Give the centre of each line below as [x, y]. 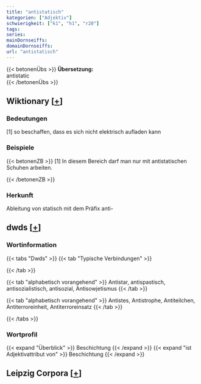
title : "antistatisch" [35, 12]
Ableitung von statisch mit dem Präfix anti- [60, 209]
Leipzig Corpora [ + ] [44, 373]
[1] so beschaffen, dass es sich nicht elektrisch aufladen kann [84, 132]
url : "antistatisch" [33, 52]
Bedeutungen [27, 118]
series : [16, 35]
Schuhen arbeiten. [30, 167]
